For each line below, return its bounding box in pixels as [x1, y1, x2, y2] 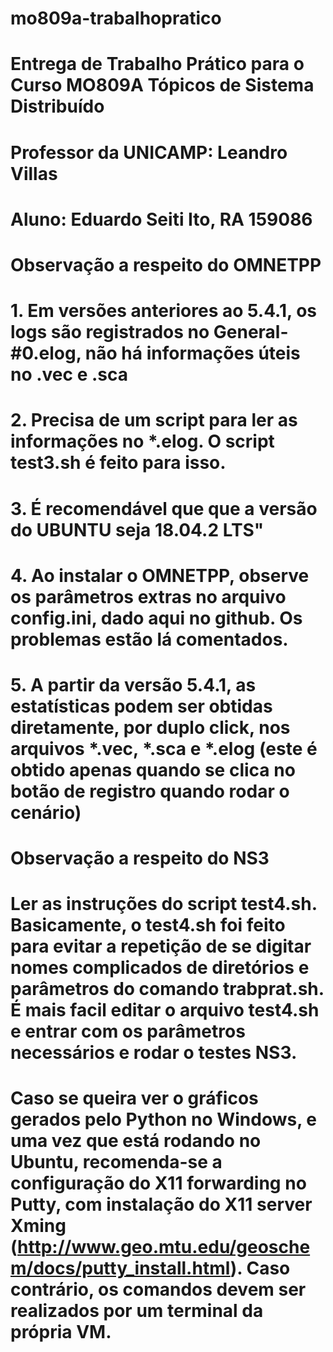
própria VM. [10, 1321, 112, 1344]
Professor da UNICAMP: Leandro [10, 141, 288, 164]
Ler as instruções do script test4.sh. [10, 893, 318, 916]
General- [213, 321, 289, 344]
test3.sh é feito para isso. [10, 452, 227, 474]
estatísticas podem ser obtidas [10, 695, 273, 717]
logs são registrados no [10, 321, 210, 344]
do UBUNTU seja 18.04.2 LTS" [10, 518, 265, 541]
